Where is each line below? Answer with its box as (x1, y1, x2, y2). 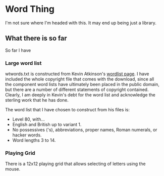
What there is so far (5, 34, 67, 43)
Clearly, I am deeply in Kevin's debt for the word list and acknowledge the (5, 92, 156, 98)
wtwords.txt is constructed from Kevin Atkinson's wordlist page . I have (5, 71, 150, 77)
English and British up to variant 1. (12, 122, 82, 128)
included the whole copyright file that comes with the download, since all (5, 76, 155, 82)
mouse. (5, 166, 21, 172)
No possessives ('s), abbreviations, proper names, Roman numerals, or (12, 127, 158, 133)
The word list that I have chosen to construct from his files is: (5, 107, 130, 113)
